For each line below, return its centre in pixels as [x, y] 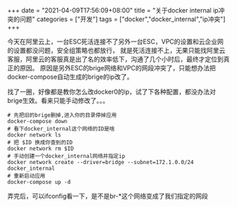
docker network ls [34, 135]
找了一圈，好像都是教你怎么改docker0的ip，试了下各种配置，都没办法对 [112, 92]
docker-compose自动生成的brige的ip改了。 [70, 77]
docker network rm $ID [41, 149]
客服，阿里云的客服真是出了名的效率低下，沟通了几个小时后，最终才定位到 [115, 59]
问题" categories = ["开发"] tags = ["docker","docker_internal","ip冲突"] [122, 19]
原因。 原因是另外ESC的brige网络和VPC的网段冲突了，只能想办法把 [118, 68]
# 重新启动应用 [26, 176]
